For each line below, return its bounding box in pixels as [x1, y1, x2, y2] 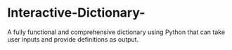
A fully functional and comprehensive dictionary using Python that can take [7, 28, 226, 36]
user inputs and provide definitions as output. [7, 35, 139, 43]
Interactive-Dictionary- [7, 5, 146, 21]
